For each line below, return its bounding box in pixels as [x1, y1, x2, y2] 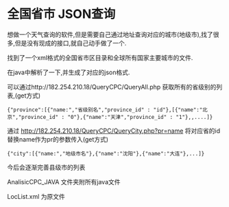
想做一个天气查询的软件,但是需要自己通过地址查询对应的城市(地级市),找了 [7, 30, 214, 39]
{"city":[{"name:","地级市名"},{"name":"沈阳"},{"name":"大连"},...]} [7, 150, 205, 157]
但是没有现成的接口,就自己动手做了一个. [14, 39, 127, 47]
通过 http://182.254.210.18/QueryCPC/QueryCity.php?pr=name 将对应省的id [7, 127, 221, 135]
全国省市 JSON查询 [7, 6, 116, 22]
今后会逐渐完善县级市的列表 [7, 163, 86, 171]
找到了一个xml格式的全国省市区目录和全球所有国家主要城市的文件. [7, 53, 193, 62]
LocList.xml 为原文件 [7, 192, 65, 200]
